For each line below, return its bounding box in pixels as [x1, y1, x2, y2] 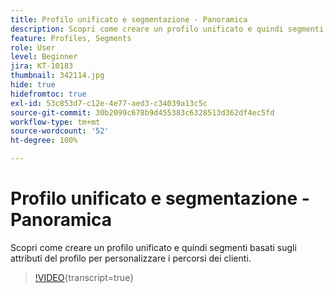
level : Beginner [10, 52, 78, 62]
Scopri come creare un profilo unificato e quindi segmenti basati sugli [10, 241, 297, 253]
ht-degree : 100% [10, 136, 78, 146]
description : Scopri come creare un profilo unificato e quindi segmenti [10, 24, 325, 34]
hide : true [10, 80, 56, 90]
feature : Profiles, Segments [10, 33, 132, 43]
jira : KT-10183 [10, 61, 74, 71]
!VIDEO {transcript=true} [34, 271, 135, 283]
